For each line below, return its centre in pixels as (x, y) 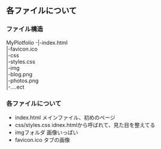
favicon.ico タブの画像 (42, 139)
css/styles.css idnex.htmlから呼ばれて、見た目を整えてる (85, 125)
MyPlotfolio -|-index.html (37, 42)
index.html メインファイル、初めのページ (65, 117)
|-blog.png (19, 74)
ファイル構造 (25, 29)
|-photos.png (22, 80)
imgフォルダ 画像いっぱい (46, 132)
